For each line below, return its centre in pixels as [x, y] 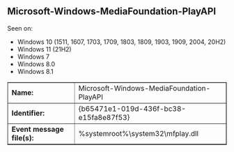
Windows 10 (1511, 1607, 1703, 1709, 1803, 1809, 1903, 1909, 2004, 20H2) [122, 42]
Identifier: [28, 113]
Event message [38, 129]
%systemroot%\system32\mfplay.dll [139, 133]
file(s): [23, 137]
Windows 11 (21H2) [44, 49]
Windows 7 [33, 56]
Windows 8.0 [36, 64]
